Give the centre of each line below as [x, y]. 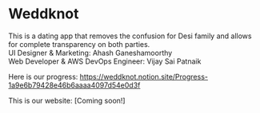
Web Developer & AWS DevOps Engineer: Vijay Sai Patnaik [105, 61]
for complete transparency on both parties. [79, 44]
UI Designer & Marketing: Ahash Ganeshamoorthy [90, 53]
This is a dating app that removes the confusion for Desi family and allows [130, 36]
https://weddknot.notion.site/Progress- [144, 76]
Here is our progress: [43, 76]
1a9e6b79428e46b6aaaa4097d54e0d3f [74, 85]
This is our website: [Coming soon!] [67, 100]
